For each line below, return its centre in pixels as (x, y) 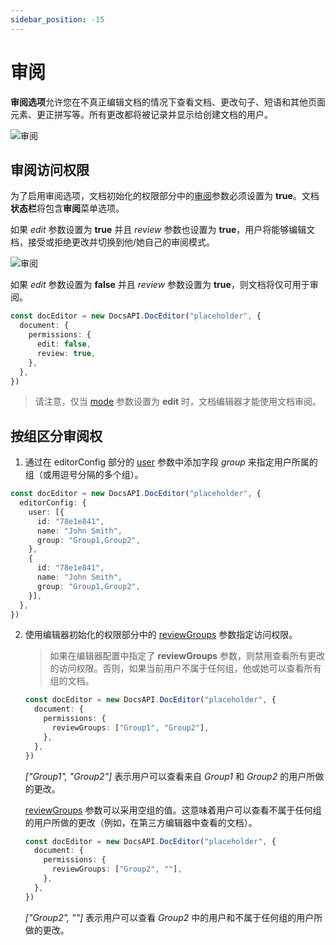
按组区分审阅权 (56, 436)
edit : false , (64, 344)
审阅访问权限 (50, 169)
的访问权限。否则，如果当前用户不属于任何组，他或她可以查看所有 (185, 668)
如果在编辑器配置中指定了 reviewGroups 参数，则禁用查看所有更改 (187, 656)
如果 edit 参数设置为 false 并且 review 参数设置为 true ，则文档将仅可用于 (160, 285)
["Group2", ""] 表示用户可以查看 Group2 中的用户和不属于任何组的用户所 (173, 917)
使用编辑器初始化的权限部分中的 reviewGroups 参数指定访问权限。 (161, 635)
